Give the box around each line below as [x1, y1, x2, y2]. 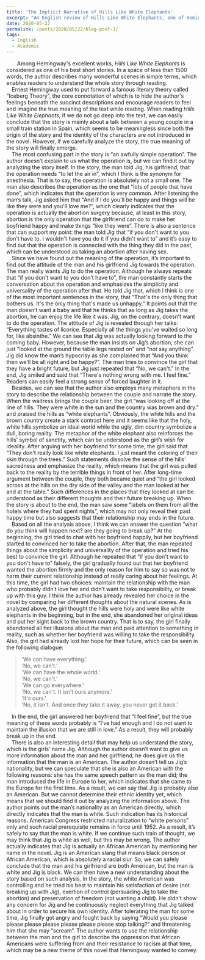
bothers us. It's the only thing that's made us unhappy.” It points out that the [6, 300, 197, 307]
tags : [6, 32, 20, 38]
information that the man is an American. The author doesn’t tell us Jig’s [6, 758, 187, 765]
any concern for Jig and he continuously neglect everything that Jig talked [6, 901, 194, 908]
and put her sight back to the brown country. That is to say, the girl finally [6, 617, 191, 625]
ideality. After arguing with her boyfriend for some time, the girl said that [6, 442, 188, 449]
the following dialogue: [6, 644, 64, 651]
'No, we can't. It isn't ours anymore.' [21, 688, 113, 695]
